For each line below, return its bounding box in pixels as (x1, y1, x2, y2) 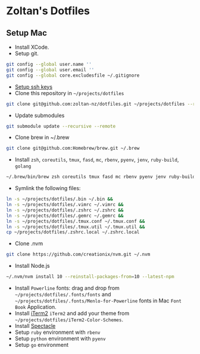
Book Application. (14, 304, 57, 310)
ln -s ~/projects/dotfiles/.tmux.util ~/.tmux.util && (6, 224, 145, 230)
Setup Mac (6, 28, 48, 38)
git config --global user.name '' (6, 61, 92, 67)
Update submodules (14, 112, 65, 119)
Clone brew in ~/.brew (14, 134, 70, 141)
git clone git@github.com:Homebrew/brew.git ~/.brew (6, 146, 140, 151)
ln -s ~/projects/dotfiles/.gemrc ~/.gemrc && (6, 213, 124, 219)
